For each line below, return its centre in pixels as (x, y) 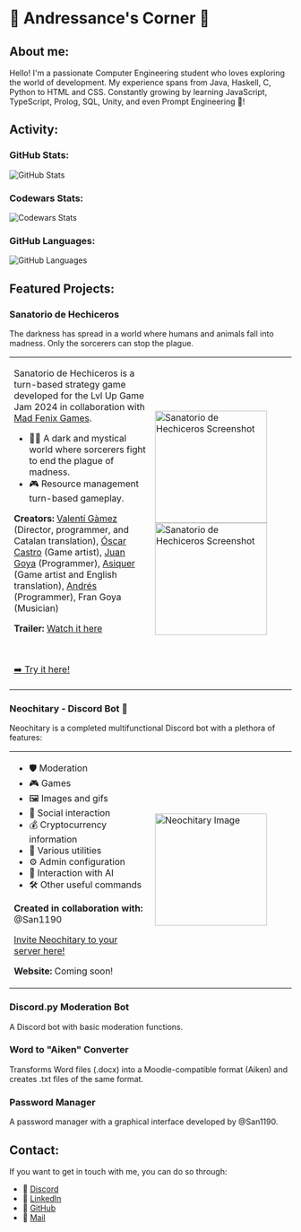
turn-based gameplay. (77, 498)
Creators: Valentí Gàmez (66, 518)
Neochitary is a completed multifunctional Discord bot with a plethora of (142, 728)
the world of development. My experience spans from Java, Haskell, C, (140, 83)
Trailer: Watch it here (58, 628)
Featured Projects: (62, 288)
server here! (39, 951)
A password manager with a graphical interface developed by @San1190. (144, 1122)
